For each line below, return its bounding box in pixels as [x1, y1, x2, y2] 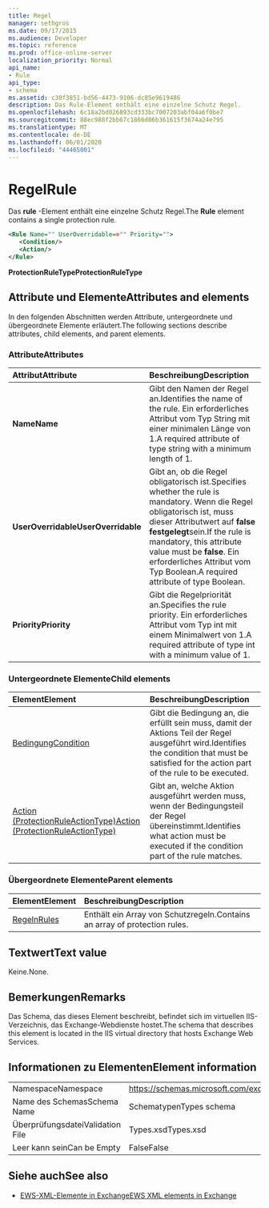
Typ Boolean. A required [149, 566, 239, 577]
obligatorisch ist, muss [149, 506, 235, 517]
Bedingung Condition [12, 737, 90, 748]
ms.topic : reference [8, 42, 78, 50]
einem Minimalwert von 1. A [149, 629, 252, 640]
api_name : [8, 64, 42, 72]
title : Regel [8, 11, 52, 20]
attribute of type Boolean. [149, 576, 246, 587]
